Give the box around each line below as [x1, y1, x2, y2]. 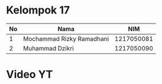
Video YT [6, 68, 53, 81]
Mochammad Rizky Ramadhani [23, 35, 109, 43]
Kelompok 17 [6, 4, 70, 17]
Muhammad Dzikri [23, 44, 74, 52]
